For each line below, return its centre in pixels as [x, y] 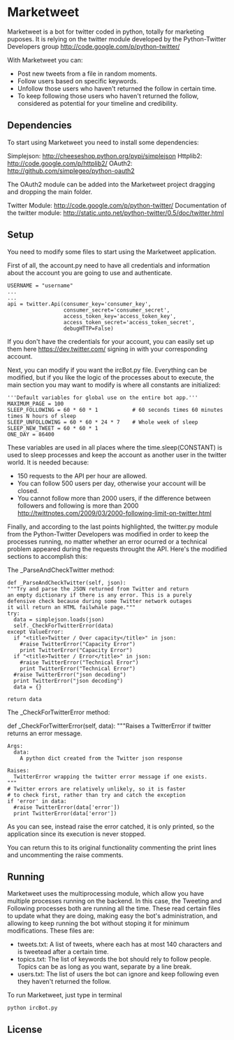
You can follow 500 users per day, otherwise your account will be [111, 483]
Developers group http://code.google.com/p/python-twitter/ [94, 46]
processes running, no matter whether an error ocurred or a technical [107, 541]
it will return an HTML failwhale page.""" [72, 607]
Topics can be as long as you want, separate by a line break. [104, 966]
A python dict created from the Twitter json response [101, 758]
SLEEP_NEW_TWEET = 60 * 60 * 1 [53, 428]
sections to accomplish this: [47, 556]
